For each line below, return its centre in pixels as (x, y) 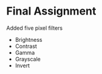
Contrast (26, 46)
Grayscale (28, 59)
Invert (22, 66)
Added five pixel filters (34, 28)
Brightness (29, 39)
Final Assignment (51, 11)
